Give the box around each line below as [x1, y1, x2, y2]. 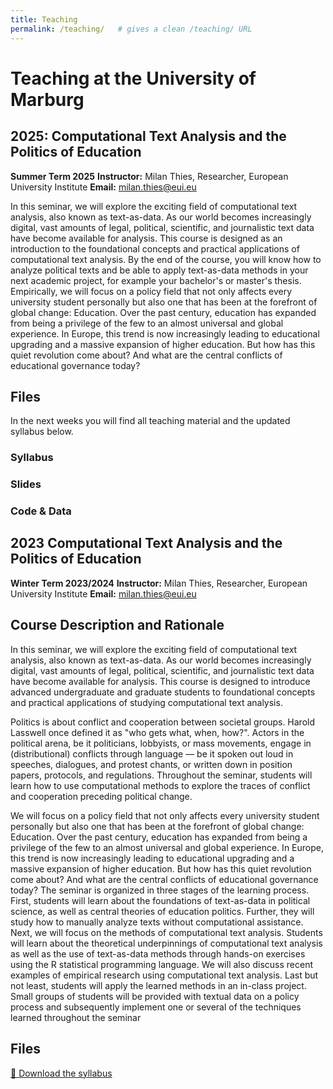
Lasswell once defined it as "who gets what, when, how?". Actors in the [10, 726, 305, 738]
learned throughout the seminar [10, 1011, 142, 1023]
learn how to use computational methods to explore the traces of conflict [10, 779, 311, 791]
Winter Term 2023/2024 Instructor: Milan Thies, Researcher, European [10, 577, 308, 589]
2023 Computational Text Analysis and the [10, 535, 283, 552]
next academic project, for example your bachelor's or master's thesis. [10, 274, 302, 286]
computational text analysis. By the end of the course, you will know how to [10, 253, 322, 265]
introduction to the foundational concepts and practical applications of [10, 242, 300, 255]
